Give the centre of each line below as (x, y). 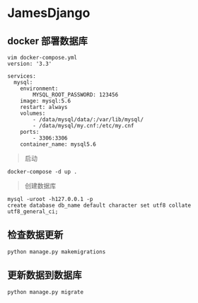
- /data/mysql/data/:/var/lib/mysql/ (88, 120)
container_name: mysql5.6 (58, 144)
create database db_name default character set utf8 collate (99, 205)
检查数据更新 (35, 235)
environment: (39, 88)
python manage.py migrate (45, 292)
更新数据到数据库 (45, 275)
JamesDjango (49, 13)
